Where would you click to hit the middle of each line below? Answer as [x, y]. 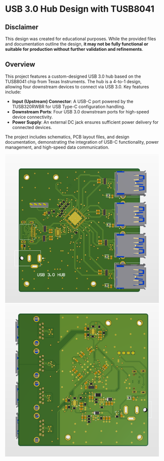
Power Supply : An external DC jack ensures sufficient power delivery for [85, 122]
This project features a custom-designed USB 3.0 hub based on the [73, 76]
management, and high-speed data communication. [57, 147]
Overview [20, 65]
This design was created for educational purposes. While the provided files [81, 39]
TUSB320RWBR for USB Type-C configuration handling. [69, 107]
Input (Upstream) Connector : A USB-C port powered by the [72, 101]
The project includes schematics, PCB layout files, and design [67, 137]
